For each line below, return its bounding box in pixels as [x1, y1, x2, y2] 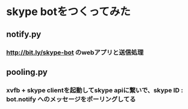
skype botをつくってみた [6, 5, 131, 19]
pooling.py [6, 66, 48, 77]
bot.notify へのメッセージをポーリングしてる [6, 95, 136, 103]
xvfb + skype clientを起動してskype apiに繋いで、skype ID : [6, 86, 184, 94]
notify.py [6, 29, 42, 39]
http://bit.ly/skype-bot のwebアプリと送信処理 [6, 48, 144, 56]
